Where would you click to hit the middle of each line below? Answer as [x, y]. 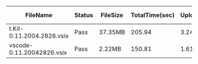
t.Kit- [17, 29]
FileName [39, 15]
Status [84, 15]
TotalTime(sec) [153, 15]
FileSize [112, 15]
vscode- [21, 45]
